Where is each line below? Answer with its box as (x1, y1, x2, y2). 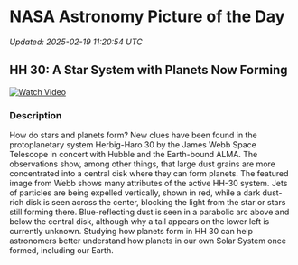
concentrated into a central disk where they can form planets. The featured (9, 168, 289, 179)
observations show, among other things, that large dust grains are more (9, 158, 275, 169)
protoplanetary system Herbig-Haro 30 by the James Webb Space (9, 139, 257, 150)
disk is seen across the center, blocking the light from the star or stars (25, 197, 286, 208)
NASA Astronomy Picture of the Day (9, 6, 285, 27)
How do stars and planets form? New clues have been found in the (9, 129, 257, 141)
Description (9, 109, 62, 121)
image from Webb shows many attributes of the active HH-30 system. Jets (9, 178, 288, 189)
